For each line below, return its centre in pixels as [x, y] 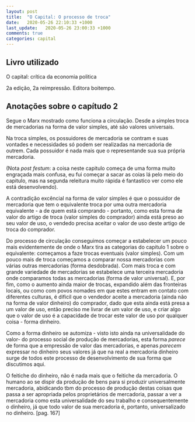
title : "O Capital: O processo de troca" [58, 17]
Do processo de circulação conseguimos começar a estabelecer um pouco [96, 240]
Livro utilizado [33, 62]
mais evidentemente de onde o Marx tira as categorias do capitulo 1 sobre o [97, 247]
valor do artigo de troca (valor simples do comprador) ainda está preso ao [95, 217]
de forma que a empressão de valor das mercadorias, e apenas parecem [94, 345]
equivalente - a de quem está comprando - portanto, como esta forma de [94, 210]
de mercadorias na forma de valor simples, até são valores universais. [90, 127]
